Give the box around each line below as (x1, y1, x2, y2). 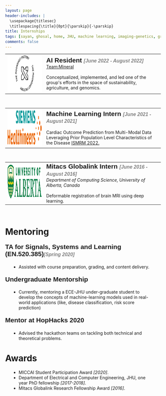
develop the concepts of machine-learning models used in (18, 295, 138, 300)
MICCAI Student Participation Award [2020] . (18, 369, 109, 376)
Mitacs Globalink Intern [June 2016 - (46, 162, 148, 170)
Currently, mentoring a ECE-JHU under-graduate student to (18, 289, 140, 295)
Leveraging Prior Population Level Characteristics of (46, 135, 152, 141)
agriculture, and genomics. (46, 85, 101, 91)
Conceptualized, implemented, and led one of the (46, 74, 147, 80)
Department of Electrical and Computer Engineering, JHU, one (18, 375, 146, 381)
